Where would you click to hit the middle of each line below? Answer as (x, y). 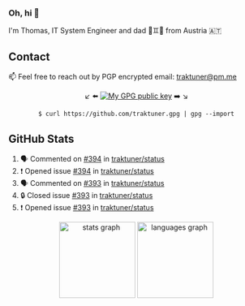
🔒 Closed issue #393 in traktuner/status (86, 195)
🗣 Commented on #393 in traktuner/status (92, 183)
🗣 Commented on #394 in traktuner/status (92, 158)
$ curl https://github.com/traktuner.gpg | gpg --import (136, 114)
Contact (29, 56)
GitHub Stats (41, 138)
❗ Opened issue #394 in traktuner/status (87, 170)
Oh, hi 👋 (24, 13)
